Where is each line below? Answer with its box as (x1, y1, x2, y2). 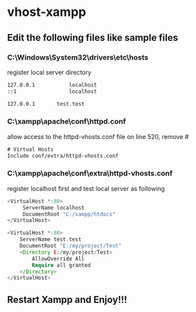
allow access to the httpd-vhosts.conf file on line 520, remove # (7, 132, 189, 140)
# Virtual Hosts (7, 146, 54, 153)
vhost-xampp (7, 4, 86, 20)
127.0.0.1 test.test (7, 100, 85, 107)
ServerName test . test (19, 236, 81, 243)
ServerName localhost (22, 204, 85, 211)
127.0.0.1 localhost (7, 81, 97, 89)
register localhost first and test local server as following (7, 184, 166, 192)
